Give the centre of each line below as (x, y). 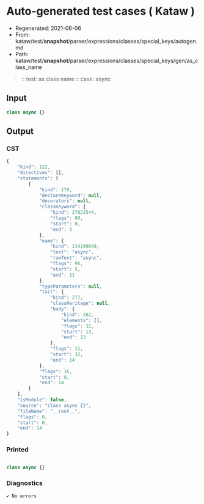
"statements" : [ (38, 178)
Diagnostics (24, 483)
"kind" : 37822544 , (73, 213)
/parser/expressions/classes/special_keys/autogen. (133, 41)
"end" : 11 (62, 275)
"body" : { (62, 309)
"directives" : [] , (41, 173)
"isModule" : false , (42, 400)
